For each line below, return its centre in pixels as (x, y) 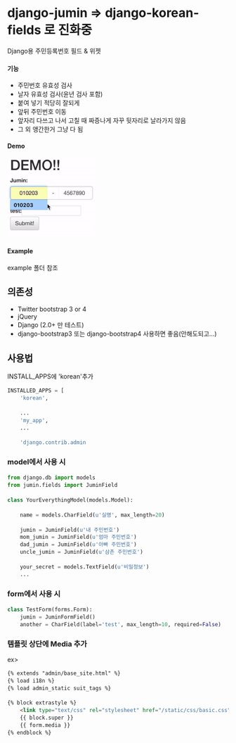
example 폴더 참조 (33, 267)
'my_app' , (34, 420)
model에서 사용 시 (37, 462)
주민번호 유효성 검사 (45, 85)
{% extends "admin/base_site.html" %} (64, 673)
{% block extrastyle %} (42, 703)
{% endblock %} (29, 732)
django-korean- (152, 13)
